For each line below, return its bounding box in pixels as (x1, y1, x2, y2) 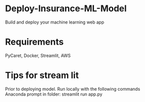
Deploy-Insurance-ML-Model (5, 3, 127, 14)
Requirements (5, 36, 64, 48)
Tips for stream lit (5, 70, 79, 81)
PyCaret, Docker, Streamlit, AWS (5, 52, 71, 58)
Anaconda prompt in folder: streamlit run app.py (5, 91, 103, 97)
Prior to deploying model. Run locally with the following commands (5, 86, 141, 92)
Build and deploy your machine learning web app (5, 19, 105, 25)
